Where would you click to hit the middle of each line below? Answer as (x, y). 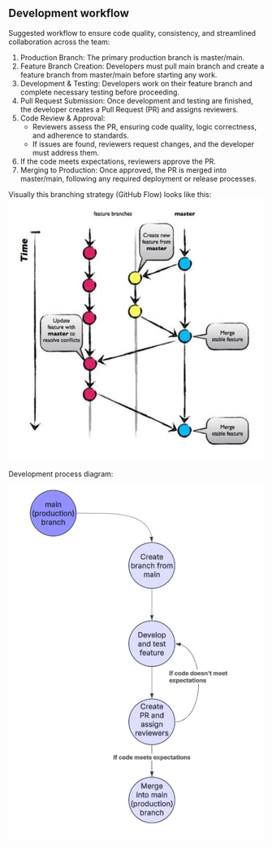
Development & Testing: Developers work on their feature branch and (136, 83)
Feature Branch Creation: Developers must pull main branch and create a (142, 66)
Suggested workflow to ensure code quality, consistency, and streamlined (132, 33)
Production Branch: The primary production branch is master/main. (132, 57)
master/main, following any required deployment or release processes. (138, 178)
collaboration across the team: (59, 42)
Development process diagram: (61, 474)
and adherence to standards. (81, 135)
